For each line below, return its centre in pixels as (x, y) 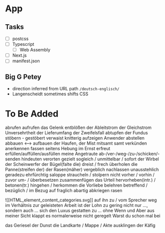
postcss (20, 39)
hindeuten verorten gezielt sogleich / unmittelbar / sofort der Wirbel (90, 159)
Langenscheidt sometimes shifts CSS (50, 94)
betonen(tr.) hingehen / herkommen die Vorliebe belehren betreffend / (76, 185)
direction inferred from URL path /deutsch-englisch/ (66, 89)
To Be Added (32, 114)
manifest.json (26, 61)
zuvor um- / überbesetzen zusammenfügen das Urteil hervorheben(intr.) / (80, 180)
